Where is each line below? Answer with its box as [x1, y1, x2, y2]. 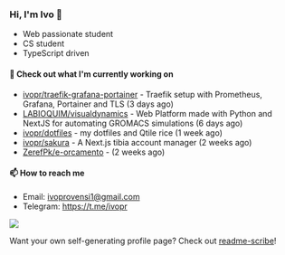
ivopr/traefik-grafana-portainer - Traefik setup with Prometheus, [22, 89, 262, 99]
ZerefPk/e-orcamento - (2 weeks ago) [22, 146, 166, 157]
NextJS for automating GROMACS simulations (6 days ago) [22, 118, 243, 128]
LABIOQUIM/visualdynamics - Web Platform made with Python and [22, 108, 273, 118]
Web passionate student [22, 29, 114, 40]
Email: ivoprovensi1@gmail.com [22, 191, 140, 202]
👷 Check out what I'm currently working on [9, 68, 174, 80]
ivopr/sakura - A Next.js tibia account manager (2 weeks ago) [22, 137, 252, 147]
